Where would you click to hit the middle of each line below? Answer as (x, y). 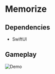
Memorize (26, 9)
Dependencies (27, 27)
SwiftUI (19, 39)
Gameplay (21, 55)
